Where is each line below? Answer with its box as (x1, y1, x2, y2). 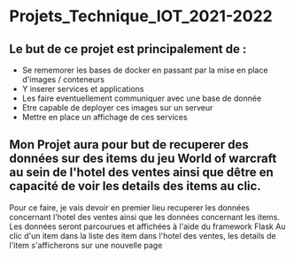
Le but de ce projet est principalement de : (9, 42, 247, 57)
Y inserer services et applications (21, 84, 144, 94)
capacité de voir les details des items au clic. (9, 179, 261, 194)
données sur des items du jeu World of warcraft (9, 151, 277, 166)
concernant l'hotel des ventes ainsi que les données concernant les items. (9, 211, 281, 222)
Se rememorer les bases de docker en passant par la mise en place (21, 65, 268, 75)
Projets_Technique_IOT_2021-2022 (9, 6, 273, 27)
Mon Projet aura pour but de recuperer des (9, 137, 250, 152)
